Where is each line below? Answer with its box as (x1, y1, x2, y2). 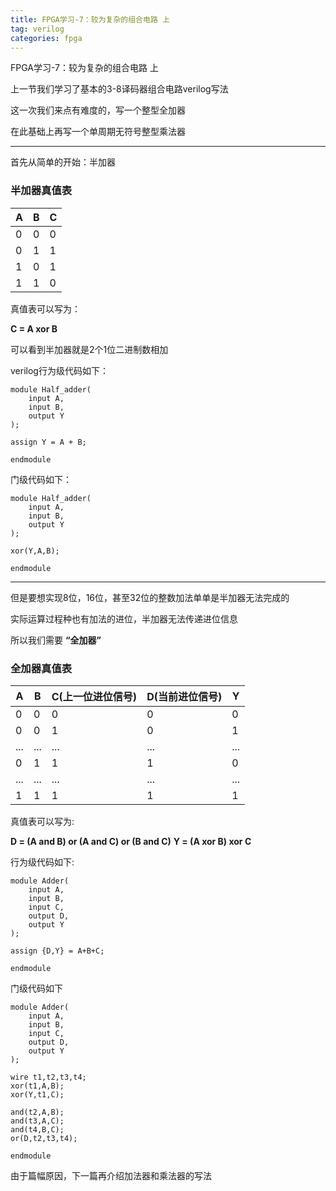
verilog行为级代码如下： (10, 364, 109, 376)
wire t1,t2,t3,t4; (10, 1072, 87, 1082)
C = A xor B (10, 322, 58, 335)
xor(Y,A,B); (10, 546, 60, 556)
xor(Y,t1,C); (10, 1089, 65, 1100)
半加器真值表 (10, 184, 73, 198)
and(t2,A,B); (10, 1107, 65, 1117)
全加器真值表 (10, 661, 73, 675)
